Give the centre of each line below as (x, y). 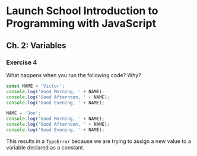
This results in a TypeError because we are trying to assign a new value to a (99, 141)
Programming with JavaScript (81, 23)
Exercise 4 (22, 62)
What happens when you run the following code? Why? (74, 75)
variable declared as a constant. (45, 147)
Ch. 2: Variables (36, 45)
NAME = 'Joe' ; (24, 113)
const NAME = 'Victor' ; (36, 86)
